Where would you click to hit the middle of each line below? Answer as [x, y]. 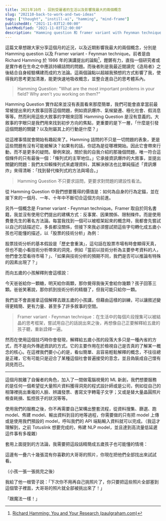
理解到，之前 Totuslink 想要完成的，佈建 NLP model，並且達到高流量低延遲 [82, 427]
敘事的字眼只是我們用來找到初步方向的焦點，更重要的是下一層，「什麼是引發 [82, 122]
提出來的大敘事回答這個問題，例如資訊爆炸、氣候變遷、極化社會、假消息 [87, 110]
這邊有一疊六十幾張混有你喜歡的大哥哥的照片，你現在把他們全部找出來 [77, 455]
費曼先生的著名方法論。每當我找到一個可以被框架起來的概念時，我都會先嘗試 [83, 221]
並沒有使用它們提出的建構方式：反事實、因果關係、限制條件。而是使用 [89, 214]
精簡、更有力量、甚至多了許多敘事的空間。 [57, 306]
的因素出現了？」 [22, 262]
